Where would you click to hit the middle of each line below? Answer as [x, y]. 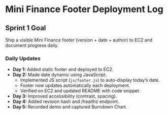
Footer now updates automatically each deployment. [75, 85]
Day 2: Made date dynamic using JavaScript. [60, 75]
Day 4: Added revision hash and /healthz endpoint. [66, 101]
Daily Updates [23, 58]
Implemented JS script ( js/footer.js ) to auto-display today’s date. [90, 80]
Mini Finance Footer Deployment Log [84, 9]
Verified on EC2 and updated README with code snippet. [80, 91]
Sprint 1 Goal [26, 28]
